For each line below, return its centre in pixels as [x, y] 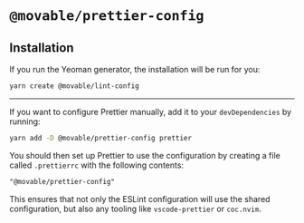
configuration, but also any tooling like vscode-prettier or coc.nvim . [136, 208]
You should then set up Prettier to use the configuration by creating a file [145, 155]
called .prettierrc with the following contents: [96, 165]
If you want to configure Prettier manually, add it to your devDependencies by [151, 111]
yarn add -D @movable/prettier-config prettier [101, 138]
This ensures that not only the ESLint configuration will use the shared [140, 199]
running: [25, 121]
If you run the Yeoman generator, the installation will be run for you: [135, 69]
